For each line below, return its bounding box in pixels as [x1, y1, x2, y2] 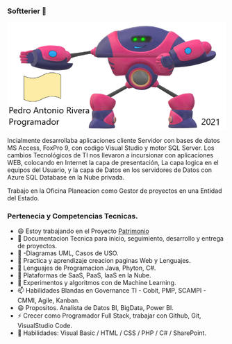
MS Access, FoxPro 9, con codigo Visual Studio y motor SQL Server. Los [7, 144, 215, 152]
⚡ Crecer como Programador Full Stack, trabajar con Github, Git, [17, 311, 201, 320]
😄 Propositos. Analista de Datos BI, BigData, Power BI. [17, 303, 174, 311]
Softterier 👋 [7, 6, 47, 16]
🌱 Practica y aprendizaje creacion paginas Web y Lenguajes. [17, 256, 191, 264]
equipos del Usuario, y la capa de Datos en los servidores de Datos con [7, 166, 212, 174]
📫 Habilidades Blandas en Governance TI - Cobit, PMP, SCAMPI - [17, 286, 206, 294]
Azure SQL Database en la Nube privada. [7, 173, 125, 181]
